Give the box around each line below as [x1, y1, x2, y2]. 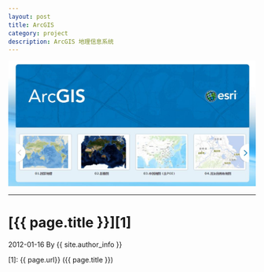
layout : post [8, 13, 51, 20]
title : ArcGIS [8, 20, 55, 29]
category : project [8, 29, 68, 37]
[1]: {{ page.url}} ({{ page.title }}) [8, 255, 114, 265]
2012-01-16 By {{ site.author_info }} [8, 240, 123, 249]
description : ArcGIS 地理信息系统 [8, 38, 114, 46]
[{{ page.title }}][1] [8, 214, 132, 232]
